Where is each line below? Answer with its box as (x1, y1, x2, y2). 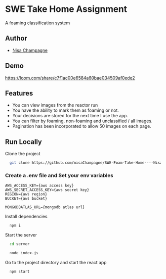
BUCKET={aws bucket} (5, 196, 48, 201)
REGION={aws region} (5, 192, 48, 197)
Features (5, 89, 33, 97)
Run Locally (5, 138, 42, 146)
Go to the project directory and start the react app (5, 259, 107, 265)
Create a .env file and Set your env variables (5, 172, 114, 179)
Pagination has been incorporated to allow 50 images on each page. (12, 123, 152, 129)
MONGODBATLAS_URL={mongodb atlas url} (5, 205, 85, 210)
